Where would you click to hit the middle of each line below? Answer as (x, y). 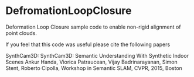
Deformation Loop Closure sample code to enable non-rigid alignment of (93, 27)
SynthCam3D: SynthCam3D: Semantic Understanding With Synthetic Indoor (97, 55)
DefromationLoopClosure (69, 11)
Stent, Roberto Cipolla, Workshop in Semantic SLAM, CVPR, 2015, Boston (94, 68)
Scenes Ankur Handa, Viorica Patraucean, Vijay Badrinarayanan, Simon (92, 62)
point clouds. (21, 33)
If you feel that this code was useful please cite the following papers (88, 44)
